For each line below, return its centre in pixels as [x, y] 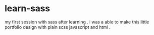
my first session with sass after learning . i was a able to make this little [77, 22]
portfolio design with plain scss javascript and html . [58, 27]
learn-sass [27, 9]
